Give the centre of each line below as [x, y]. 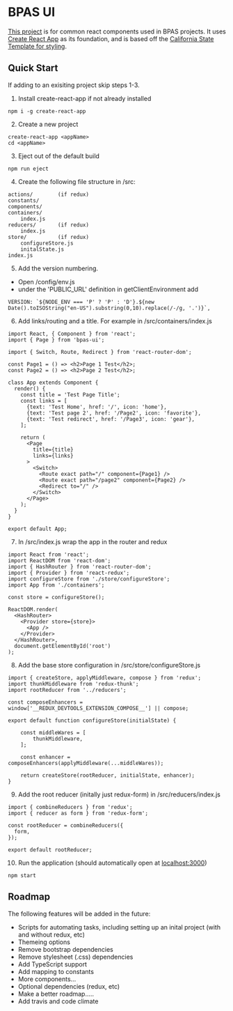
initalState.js [42, 249]
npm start [22, 875]
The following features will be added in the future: [79, 913]
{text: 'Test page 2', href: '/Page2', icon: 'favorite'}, [113, 413]
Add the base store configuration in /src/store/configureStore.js [109, 665]
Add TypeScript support [53, 964]
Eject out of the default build [59, 156]
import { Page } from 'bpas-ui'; [56, 340]
